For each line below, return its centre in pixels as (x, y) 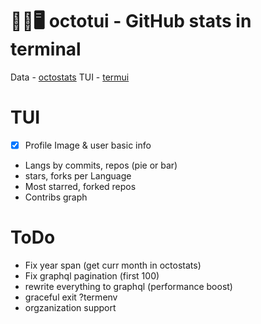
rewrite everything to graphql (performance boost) (128, 286)
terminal (46, 49)
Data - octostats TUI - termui (70, 77)
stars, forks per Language (78, 175)
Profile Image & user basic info (88, 145)
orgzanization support (70, 307)
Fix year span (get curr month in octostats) (113, 265)
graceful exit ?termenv (71, 297)
